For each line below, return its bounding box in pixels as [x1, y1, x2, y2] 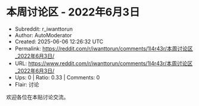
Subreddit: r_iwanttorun [14, 25, 73, 33]
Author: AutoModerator [14, 31, 73, 38]
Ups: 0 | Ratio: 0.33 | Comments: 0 [14, 73, 100, 81]
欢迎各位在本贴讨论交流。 [6, 93, 69, 101]
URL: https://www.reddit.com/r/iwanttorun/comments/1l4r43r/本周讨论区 [14, 60, 193, 67]
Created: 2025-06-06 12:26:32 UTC [14, 38, 104, 45]
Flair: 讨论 [14, 81, 39, 88]
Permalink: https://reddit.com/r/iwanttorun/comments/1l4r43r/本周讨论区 [14, 45, 194, 52]
